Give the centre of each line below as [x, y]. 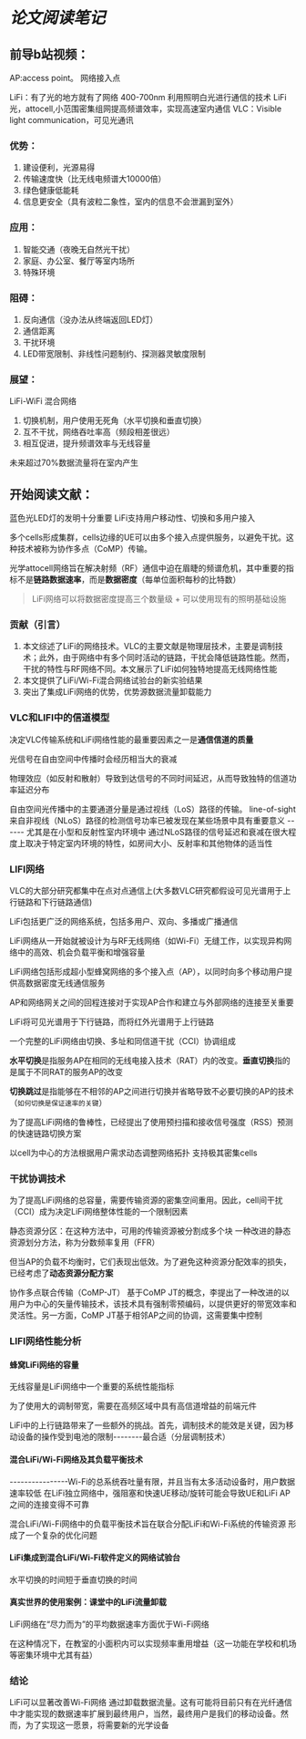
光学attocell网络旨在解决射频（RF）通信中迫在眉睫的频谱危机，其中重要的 [148, 568]
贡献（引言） [38, 625]
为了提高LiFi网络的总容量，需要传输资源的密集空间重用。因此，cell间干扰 [146, 1200]
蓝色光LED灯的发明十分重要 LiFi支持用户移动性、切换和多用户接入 [133, 518]
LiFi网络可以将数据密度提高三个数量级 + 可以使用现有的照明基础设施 [159, 599]
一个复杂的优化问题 [61, 1535]
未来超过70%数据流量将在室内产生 [74, 463]
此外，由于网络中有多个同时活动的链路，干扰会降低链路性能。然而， [166, 657]
